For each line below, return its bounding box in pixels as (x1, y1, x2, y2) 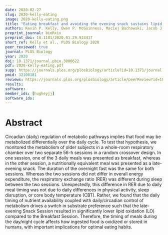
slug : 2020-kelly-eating (5, 12, 57, 17)
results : (5, 81, 23, 86)
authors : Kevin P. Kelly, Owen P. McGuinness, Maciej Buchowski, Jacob (5, 26, 157, 31)
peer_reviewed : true (5, 44, 48, 49)
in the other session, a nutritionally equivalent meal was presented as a (5, 160, 151, 166)
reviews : (5, 77, 23, 82)
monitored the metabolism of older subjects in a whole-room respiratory (5, 144, 154, 150)
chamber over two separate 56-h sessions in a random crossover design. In (5, 149, 161, 155)
